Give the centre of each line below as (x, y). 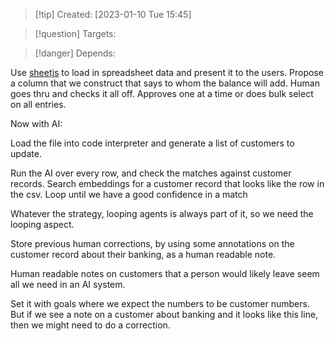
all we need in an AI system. (68, 284)
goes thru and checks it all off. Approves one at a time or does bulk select (162, 93)
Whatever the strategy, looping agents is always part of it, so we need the (162, 213)
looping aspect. (42, 224)
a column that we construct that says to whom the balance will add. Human (165, 83)
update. (26, 153)
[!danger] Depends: (75, 53)
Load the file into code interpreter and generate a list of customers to (152, 143)
